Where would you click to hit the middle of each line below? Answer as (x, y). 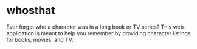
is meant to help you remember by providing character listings (113, 33)
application (20, 33)
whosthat (31, 10)
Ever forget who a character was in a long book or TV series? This (89, 27)
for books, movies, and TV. (40, 39)
